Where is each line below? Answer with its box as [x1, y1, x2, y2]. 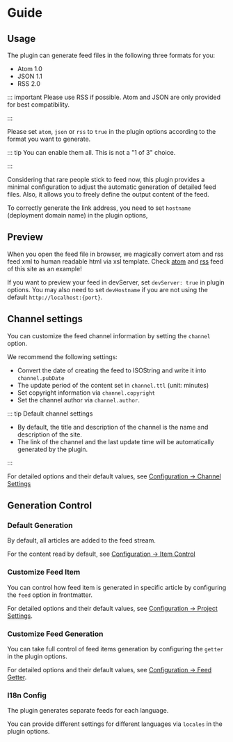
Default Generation [7, 520, 73, 530]
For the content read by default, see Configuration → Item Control [7, 550, 196, 559]
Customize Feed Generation [7, 629, 104, 639]
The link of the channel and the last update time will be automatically [17, 437, 214, 446]
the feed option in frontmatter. [7, 591, 93, 599]
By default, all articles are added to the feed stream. [7, 536, 156, 545]
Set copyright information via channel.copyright [17, 388, 155, 397]
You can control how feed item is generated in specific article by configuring [7, 583, 227, 591]
